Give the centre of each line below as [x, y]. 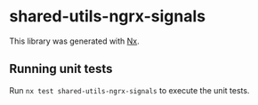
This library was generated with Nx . [74, 41]
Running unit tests [61, 69]
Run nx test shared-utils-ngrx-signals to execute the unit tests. [129, 90]
